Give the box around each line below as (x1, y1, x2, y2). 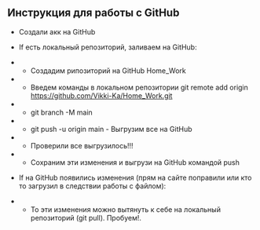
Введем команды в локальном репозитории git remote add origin (30, 82, 249, 92)
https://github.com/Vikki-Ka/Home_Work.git (30, 90, 173, 100)
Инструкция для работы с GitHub (7, 6, 180, 20)
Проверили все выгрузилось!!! (30, 141, 134, 150)
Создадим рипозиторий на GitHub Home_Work (30, 66, 186, 75)
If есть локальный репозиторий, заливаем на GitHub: (18, 42, 197, 52)
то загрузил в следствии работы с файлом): (18, 181, 167, 191)
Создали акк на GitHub (18, 27, 96, 36)
